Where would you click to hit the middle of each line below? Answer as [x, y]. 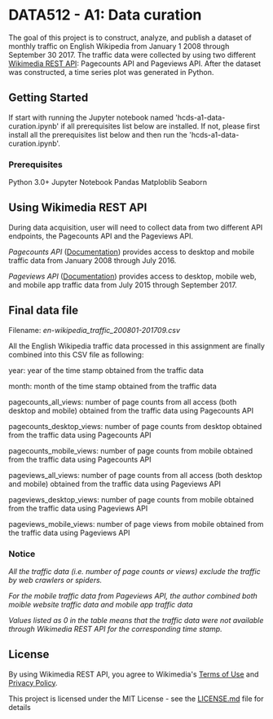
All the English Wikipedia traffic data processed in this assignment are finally [136, 346]
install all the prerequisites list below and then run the [98, 134]
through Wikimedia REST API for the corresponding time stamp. [115, 629]
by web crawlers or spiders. [55, 580]
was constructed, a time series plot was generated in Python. [111, 72]
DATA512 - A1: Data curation [105, 15]
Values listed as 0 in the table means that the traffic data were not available [136, 620]
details [20, 707]
